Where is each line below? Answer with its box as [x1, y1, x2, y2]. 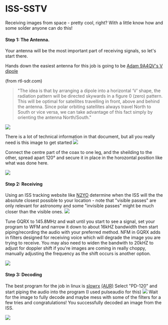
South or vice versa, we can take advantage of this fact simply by [17, 109, 153, 115]
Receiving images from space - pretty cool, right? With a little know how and [5, 20, 163, 26]
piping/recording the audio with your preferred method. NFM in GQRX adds [5, 229, 160, 235]
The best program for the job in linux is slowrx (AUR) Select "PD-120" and [5, 283, 157, 289]
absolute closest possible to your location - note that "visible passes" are [5, 197, 156, 204]
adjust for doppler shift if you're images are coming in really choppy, [5, 245, 146, 252]
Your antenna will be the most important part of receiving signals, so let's [5, 48, 156, 54]
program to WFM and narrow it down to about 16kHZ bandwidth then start [5, 224, 158, 230]
